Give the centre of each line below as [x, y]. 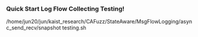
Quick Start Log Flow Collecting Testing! [65, 9]
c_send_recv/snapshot [33, 28]
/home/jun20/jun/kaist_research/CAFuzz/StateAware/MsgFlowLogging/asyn [99, 22]
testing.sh [74, 28]
